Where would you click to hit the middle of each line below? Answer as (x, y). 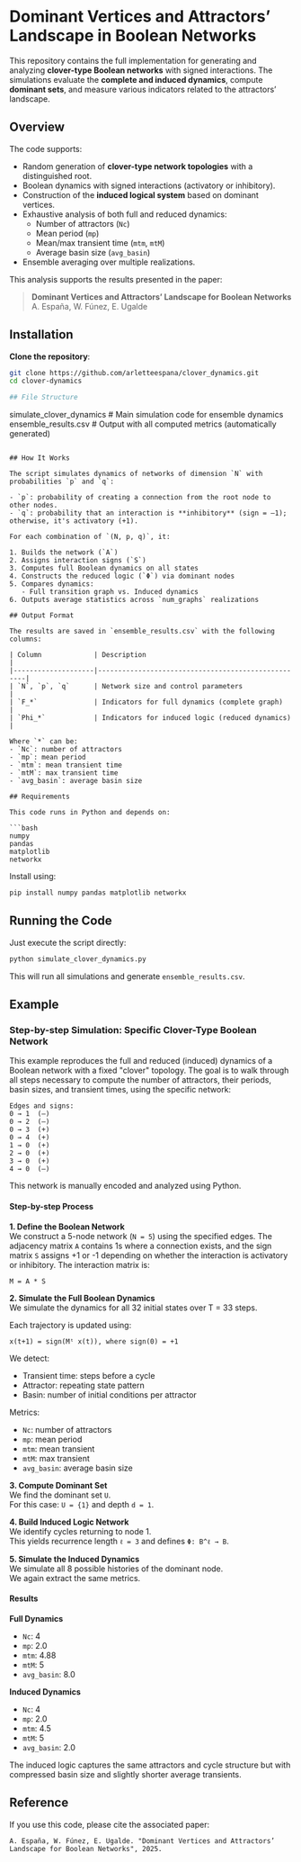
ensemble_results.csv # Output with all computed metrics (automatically (143, 424)
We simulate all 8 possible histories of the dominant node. (116, 1569)
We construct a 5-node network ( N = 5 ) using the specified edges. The (141, 1236)
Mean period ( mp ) (67, 233)
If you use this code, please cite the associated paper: (110, 1824)
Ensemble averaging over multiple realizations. (109, 262)
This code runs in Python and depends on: (90, 813)
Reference (39, 1803)
